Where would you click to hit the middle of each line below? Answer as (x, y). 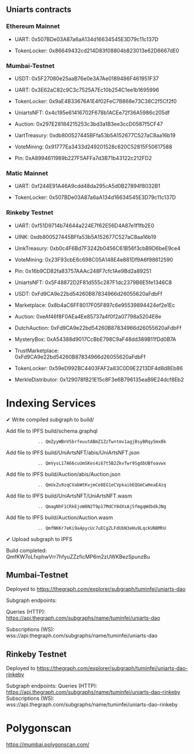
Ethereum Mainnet (33, 26)
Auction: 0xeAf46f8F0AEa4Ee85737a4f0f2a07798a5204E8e (88, 316)
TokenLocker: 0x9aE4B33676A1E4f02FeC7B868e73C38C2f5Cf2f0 (96, 101)
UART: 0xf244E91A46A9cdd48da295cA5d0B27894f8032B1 (87, 186)
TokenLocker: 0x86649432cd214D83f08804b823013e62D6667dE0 (97, 50)
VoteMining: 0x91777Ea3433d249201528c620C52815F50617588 (93, 147)
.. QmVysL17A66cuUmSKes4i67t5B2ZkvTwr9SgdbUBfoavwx (102, 463)
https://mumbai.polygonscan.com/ (48, 745)
